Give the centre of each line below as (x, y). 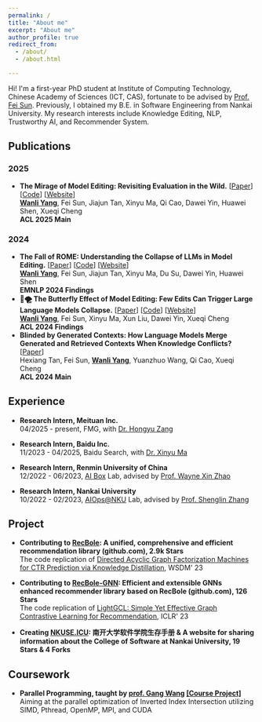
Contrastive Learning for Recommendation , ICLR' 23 (104, 616)
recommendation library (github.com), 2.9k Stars (102, 551)
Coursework (39, 675)
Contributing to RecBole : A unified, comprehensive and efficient (126, 543)
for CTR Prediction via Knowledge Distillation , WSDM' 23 (111, 568)
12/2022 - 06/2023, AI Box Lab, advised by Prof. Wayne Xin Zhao (125, 476)
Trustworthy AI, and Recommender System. (78, 122)
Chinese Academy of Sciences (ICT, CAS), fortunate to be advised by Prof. (129, 97)
